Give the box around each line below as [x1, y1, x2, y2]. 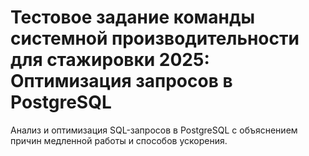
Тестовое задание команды [10, 6, 256, 29]
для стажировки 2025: [10, 49, 210, 71]
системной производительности [10, 27, 300, 50]
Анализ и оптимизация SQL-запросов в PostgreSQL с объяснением [10, 124, 298, 136]
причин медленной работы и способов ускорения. [10, 134, 228, 146]
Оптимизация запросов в [10, 70, 233, 93]
